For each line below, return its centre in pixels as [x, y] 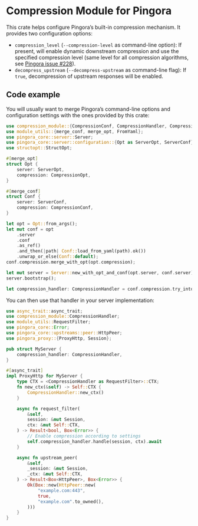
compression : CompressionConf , [55, 208]
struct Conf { [24, 197]
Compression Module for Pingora [89, 11]
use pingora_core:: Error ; [38, 328]
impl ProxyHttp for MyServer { [44, 376]
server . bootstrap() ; [32, 278]
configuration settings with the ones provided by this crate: [78, 115]
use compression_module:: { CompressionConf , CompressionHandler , [87, 126]
